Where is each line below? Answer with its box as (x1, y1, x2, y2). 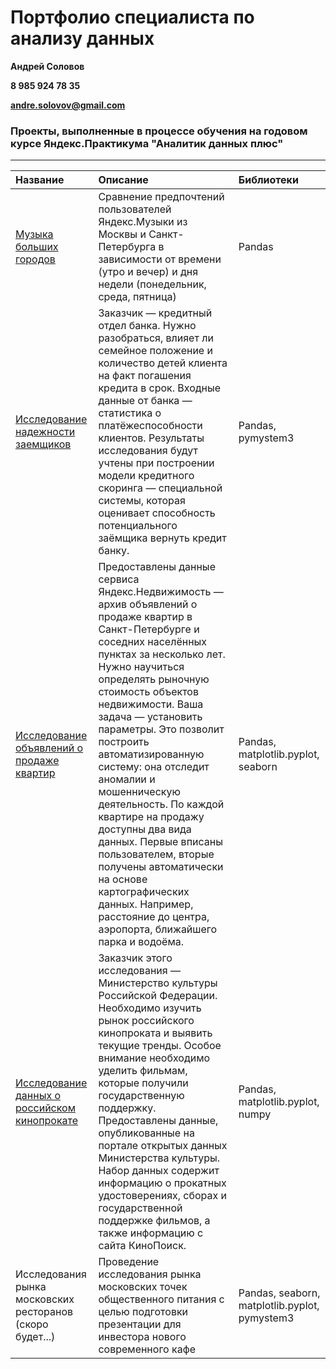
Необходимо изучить (98, 1001, 202, 1015)
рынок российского (98, 1014, 195, 1028)
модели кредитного (98, 469, 195, 483)
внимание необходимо (98, 1051, 211, 1065)
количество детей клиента (98, 356, 228, 370)
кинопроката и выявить (98, 1026, 213, 1040)
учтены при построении (98, 456, 215, 470)
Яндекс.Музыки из (98, 215, 188, 229)
